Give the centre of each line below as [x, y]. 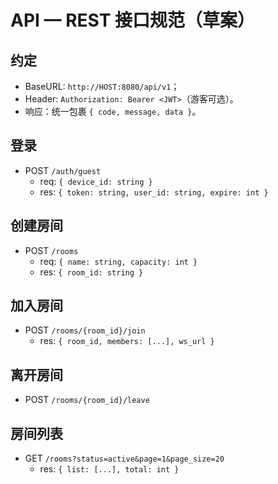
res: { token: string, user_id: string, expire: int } [154, 192]
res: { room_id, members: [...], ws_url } [127, 341]
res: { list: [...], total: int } [109, 469]
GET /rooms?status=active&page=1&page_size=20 [124, 458]
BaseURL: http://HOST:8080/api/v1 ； [102, 86]
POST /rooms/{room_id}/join [85, 330]
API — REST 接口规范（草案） [133, 20]
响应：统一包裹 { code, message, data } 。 [113, 111]
